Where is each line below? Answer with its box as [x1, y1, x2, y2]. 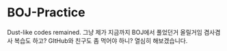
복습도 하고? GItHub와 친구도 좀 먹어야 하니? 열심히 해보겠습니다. [14, 36, 188, 45]
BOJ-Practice [7, 5, 85, 20]
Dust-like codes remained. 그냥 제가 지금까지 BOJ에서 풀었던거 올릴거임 [7, 28, 203, 36]
